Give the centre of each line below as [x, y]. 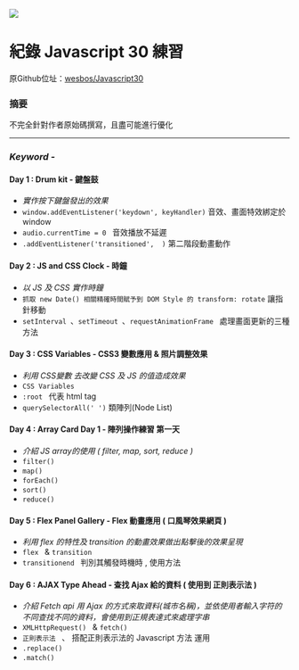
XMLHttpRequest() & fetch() [75, 627]
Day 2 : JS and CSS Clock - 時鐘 [68, 265]
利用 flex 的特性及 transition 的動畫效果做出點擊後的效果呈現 [132, 542]
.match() [38, 658]
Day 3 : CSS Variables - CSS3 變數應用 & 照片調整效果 [109, 354]
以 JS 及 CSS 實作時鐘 [63, 287]
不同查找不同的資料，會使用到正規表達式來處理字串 [116, 617]
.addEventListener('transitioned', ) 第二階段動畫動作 [126, 244]
